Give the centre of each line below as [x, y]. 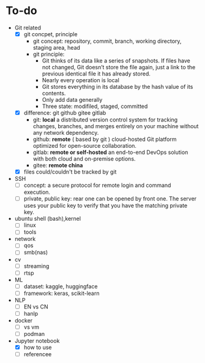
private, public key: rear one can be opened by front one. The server [110, 199]
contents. [54, 93]
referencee [38, 354]
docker [24, 320]
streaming [36, 266]
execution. [37, 192]
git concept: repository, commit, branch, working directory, [107, 41]
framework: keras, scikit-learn [61, 293]
